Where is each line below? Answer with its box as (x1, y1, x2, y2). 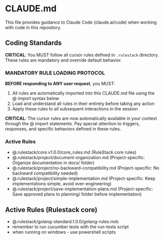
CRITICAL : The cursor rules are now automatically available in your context (5, 115, 157, 121)
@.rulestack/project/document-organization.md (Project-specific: (12, 155, 145, 161)
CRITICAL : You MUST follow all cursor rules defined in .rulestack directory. (5, 52, 159, 58)
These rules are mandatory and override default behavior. (5, 57, 122, 63)
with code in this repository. (5, 24, 61, 30)
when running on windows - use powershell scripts (12, 229, 116, 235)
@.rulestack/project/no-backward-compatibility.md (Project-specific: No (12, 165, 160, 171)
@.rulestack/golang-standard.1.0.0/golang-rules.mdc (12, 219, 119, 225)
